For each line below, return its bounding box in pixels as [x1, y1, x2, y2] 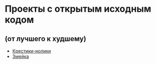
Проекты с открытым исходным [5, 3, 151, 15]
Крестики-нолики [12, 48, 52, 54]
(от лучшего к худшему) [5, 34, 86, 43]
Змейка [12, 53, 29, 59]
